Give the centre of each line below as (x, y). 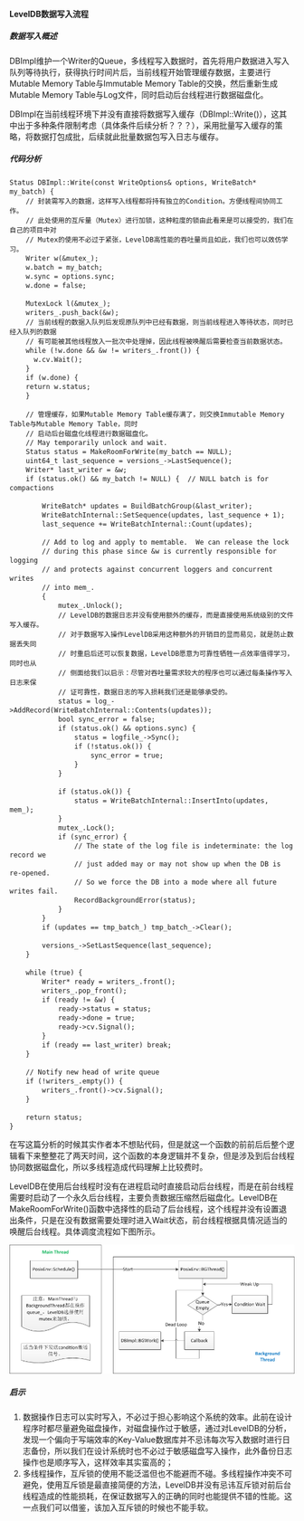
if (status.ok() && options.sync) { (127, 728)
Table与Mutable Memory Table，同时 (74, 424)
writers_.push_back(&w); (72, 312)
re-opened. (30, 873)
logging (24, 560)
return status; (54, 1117)
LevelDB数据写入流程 (49, 14)
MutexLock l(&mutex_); (68, 303)
